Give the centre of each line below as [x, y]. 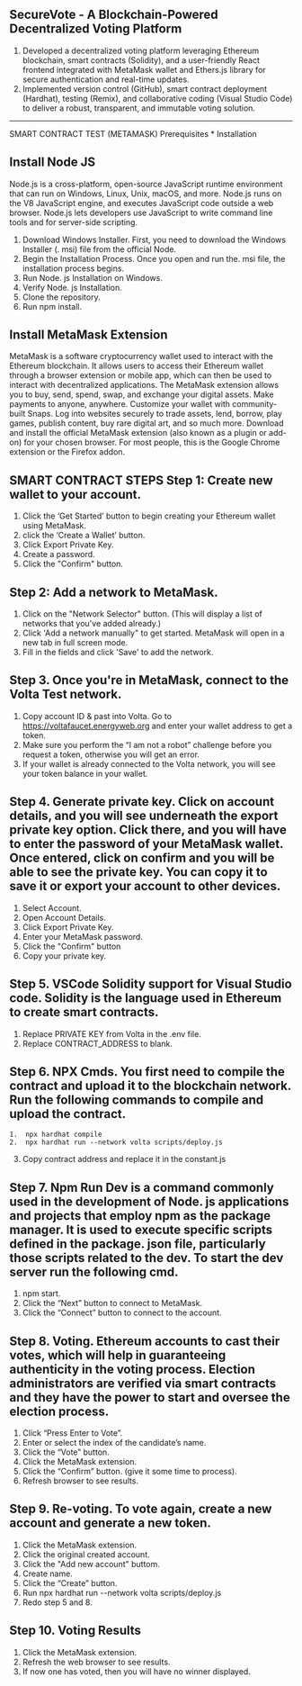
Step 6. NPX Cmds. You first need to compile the [147, 1072]
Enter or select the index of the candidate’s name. [114, 1442]
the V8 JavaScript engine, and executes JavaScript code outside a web [142, 203]
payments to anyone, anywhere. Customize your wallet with [120, 404]
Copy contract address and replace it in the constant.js [124, 1159]
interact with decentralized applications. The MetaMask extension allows [144, 385]
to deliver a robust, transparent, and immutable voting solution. [139, 108]
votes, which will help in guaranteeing [118, 1355]
